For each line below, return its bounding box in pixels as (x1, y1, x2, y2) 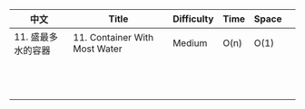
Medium (172, 37, 208, 49)
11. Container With (73, 32, 154, 43)
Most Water (73, 42, 123, 55)
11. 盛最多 (14, 31, 59, 43)
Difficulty (172, 13, 214, 25)
